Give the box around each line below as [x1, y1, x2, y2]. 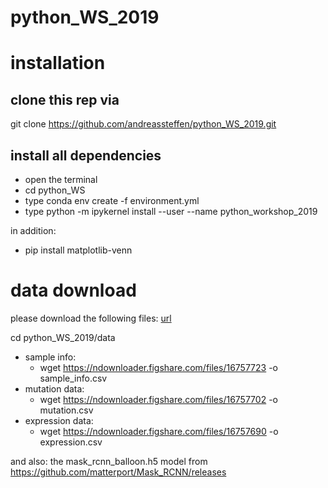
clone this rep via [10, 91, 120, 108]
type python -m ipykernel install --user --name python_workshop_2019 [24, 206, 318, 217]
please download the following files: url [10, 312, 172, 324]
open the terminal [24, 174, 98, 185]
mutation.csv [39, 404, 94, 416]
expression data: [24, 414, 94, 426]
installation [10, 52, 106, 75]
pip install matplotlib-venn [24, 244, 133, 256]
